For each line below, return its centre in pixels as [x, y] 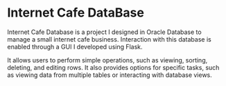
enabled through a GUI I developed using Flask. [75, 46]
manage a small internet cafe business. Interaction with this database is [109, 39]
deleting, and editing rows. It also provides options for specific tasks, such [113, 67]
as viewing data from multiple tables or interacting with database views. [110, 75]
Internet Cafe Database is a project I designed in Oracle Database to [105, 32]
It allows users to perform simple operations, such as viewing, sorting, [107, 60]
